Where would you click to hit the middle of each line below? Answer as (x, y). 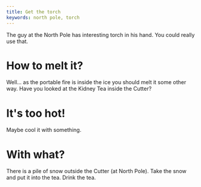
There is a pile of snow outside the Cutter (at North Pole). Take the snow (96, 171)
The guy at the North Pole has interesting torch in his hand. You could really (100, 34)
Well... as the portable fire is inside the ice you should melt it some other (96, 82)
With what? (36, 154)
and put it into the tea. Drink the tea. (51, 178)
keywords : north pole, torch (43, 18)
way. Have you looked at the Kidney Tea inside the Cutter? (79, 89)
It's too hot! (36, 113)
